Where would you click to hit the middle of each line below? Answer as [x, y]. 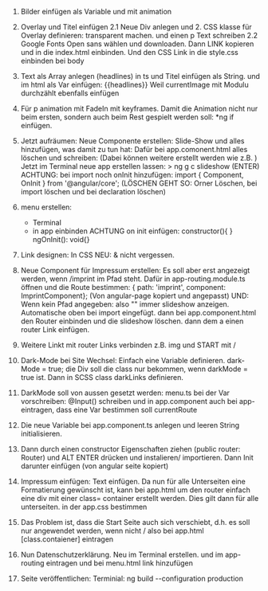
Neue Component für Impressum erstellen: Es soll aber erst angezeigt [135, 270]
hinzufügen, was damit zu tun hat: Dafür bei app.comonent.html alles [134, 149]
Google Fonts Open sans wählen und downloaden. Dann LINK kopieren [137, 44]
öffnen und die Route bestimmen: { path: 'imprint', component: [123, 287]
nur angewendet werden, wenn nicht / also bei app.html [112, 530]
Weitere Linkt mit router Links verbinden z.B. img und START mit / [128, 345]
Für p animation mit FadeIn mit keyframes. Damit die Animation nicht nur [139, 108]
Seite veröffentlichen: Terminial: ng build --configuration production [132, 578]
